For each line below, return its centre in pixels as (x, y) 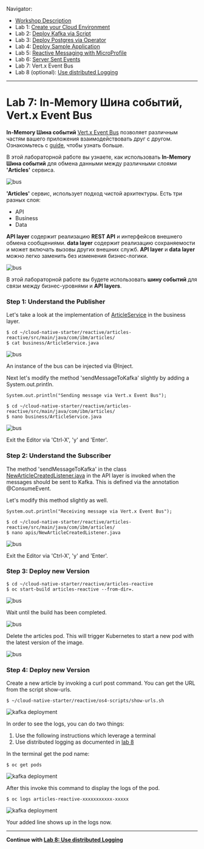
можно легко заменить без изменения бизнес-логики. (77, 255)
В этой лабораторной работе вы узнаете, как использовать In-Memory (99, 157)
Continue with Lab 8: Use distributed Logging (65, 840)
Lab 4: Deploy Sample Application (57, 46)
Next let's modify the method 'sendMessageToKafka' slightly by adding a (98, 378)
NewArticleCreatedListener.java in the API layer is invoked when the (91, 475)
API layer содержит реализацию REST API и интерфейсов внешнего (94, 236)
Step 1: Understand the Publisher (56, 302)
